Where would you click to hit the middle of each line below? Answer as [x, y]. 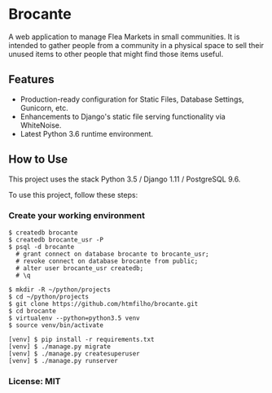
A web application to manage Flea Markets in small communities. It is [124, 37]
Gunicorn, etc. [44, 107]
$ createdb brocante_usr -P [56, 240]
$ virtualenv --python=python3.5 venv [74, 318]
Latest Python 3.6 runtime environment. [86, 133]
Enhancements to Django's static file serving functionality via [123, 116]
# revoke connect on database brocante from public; [107, 261]
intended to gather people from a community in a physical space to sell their [136, 45]
